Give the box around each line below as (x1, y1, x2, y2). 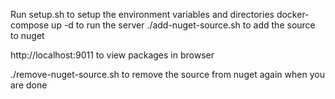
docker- (276, 9, 310, 20)
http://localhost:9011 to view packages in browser (10, 49, 215, 61)
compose (10, 19, 50, 31)
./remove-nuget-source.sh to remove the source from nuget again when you (10, 69, 325, 80)
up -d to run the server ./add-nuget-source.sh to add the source (51, 19, 316, 31)
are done (10, 79, 48, 91)
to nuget (10, 30, 45, 41)
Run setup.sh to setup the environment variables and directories (10, 9, 275, 20)
